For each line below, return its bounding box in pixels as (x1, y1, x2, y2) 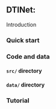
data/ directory (6, 81, 45, 88)
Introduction (6, 21, 37, 28)
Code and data (6, 52, 50, 61)
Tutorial (6, 96, 30, 105)
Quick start (6, 36, 40, 44)
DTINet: (6, 5, 36, 15)
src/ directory (6, 67, 42, 74)
